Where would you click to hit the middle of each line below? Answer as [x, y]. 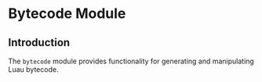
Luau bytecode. [33, 70]
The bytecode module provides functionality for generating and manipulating [131, 61]
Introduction [39, 43]
